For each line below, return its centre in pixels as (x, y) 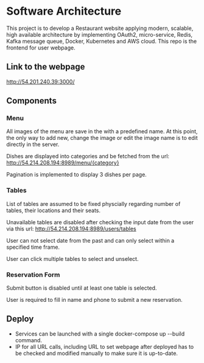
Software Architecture (64, 11)
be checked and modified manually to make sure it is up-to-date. (97, 353)
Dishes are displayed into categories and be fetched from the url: (88, 156)
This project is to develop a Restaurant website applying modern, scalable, (100, 28)
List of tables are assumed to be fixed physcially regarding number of (93, 204)
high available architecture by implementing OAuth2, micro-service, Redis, (100, 34)
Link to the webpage (46, 67)
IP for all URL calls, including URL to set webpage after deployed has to (104, 346)
